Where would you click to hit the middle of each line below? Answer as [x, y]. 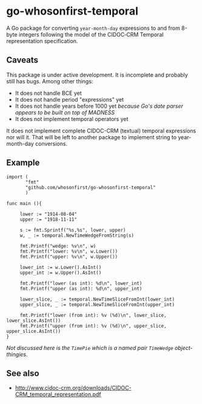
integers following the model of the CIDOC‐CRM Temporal [91, 34]
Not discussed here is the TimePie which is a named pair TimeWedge [90, 347]
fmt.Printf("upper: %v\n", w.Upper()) [69, 257]
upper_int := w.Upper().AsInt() [61, 273]
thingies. [17, 354]
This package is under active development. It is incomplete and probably [97, 75]
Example [23, 163]
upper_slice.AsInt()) [34, 331]
